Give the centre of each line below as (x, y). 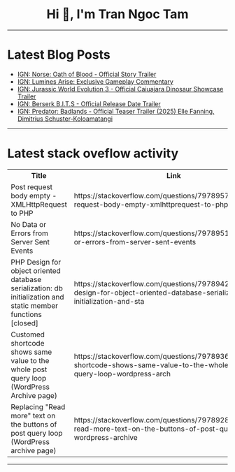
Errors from (30, 233)
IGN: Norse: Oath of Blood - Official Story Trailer (87, 74)
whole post (29, 369)
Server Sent (30, 242)
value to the (30, 360)
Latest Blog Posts (59, 55)
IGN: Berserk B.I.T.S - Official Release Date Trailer (89, 103)
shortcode (28, 343)
